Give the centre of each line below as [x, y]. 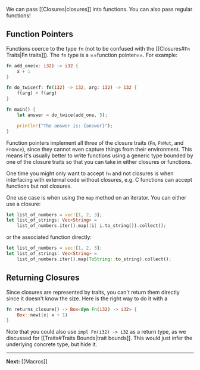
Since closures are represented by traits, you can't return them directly [93, 292]
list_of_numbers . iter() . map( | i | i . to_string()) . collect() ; [92, 226]
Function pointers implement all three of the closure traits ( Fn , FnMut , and [95, 142]
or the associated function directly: [49, 237]
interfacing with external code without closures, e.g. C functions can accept [99, 179]
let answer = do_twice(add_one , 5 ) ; [62, 115]
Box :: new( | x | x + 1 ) [42, 315]
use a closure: [24, 204]
